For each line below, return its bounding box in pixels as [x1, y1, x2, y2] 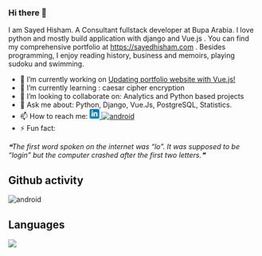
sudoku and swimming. [8, 59, 85, 69]
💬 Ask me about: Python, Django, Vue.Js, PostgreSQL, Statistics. [19, 100, 233, 110]
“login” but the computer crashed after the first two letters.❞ [8, 151, 205, 160]
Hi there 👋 [8, 7, 48, 18]
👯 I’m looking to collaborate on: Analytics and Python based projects [19, 92, 244, 101]
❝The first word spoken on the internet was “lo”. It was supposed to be [8, 142, 240, 152]
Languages [8, 218, 65, 231]
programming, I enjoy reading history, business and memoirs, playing [8, 51, 235, 61]
